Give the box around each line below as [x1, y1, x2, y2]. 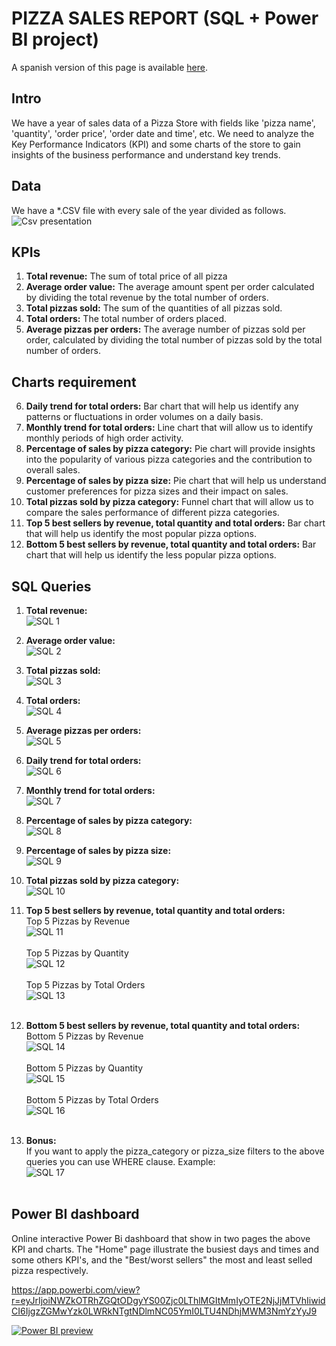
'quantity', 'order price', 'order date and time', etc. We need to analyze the [11, 127, 315, 139]
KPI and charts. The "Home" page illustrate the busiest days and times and [11, 1243, 320, 1255]
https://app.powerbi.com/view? [11, 1283, 141, 1296]
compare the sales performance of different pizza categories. [25, 507, 280, 519]
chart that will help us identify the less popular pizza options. [25, 549, 277, 561]
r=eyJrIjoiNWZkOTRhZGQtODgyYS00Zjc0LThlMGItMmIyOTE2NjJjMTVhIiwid [11, 1294, 326, 1306]
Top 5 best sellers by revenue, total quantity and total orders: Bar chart [25, 517, 326, 529]
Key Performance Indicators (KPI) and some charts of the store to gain [11, 138, 301, 150]
